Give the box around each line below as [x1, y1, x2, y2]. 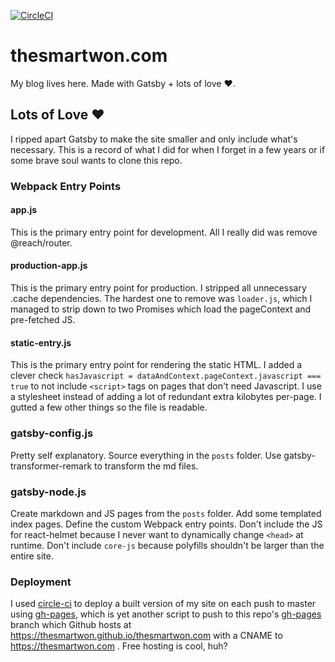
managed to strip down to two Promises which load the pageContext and [10, 303, 312, 315]
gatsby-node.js [10, 485, 87, 499]
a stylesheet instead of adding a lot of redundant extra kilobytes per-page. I [10, 391, 322, 403]
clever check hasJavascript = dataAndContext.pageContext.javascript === [10, 370, 322, 382]
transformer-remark [10, 460, 93, 472]
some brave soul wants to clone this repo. [10, 154, 183, 166]
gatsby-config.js [10, 426, 94, 440]
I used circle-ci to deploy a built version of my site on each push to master [10, 598, 317, 610]
